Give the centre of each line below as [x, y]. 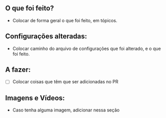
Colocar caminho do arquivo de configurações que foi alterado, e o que [87, 48]
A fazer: [18, 70]
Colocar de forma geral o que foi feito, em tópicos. [65, 20]
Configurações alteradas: [46, 37]
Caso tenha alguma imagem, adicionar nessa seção [66, 110]
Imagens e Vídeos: [35, 98]
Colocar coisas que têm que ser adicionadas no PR [65, 82]
